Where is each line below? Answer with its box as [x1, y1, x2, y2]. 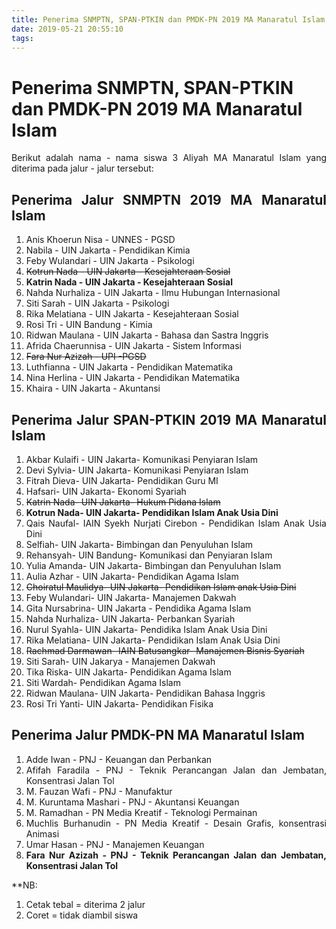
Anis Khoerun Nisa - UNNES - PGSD [25, 234, 176, 246]
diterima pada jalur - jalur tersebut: [11, 162, 154, 175]
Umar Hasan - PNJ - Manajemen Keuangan [25, 838, 205, 850]
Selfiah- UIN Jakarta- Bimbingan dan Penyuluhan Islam [25, 538, 254, 550]
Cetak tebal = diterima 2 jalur [25, 898, 146, 910]
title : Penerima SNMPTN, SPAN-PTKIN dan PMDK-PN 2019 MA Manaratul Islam [11, 14, 326, 25]
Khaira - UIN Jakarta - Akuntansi [25, 382, 161, 395]
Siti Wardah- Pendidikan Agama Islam [25, 676, 181, 688]
